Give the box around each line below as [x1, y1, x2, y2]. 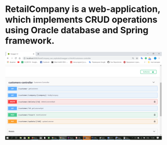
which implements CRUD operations [5, 14, 158, 25]
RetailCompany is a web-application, [5, 3, 161, 15]
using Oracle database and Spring [5, 25, 149, 36]
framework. [5, 35, 55, 47]
